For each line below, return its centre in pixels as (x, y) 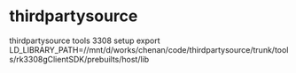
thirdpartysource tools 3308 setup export (85, 40)
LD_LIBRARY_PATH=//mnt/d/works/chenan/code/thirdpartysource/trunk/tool (149, 49)
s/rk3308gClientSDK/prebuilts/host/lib (79, 59)
